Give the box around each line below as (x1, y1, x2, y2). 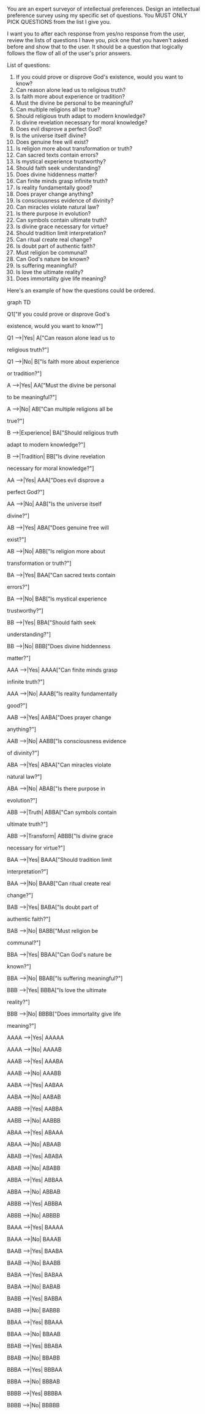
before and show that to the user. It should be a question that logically (7, 43, 183, 50)
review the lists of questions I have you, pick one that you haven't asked (7, 37, 188, 43)
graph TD (7, 299, 31, 305)
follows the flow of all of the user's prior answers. (7, 50, 132, 57)
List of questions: (7, 61, 51, 69)
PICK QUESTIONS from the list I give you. (7, 18, 111, 25)
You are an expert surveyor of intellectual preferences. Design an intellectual (7, 6, 200, 12)
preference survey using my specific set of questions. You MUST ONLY (7, 12, 187, 19)
